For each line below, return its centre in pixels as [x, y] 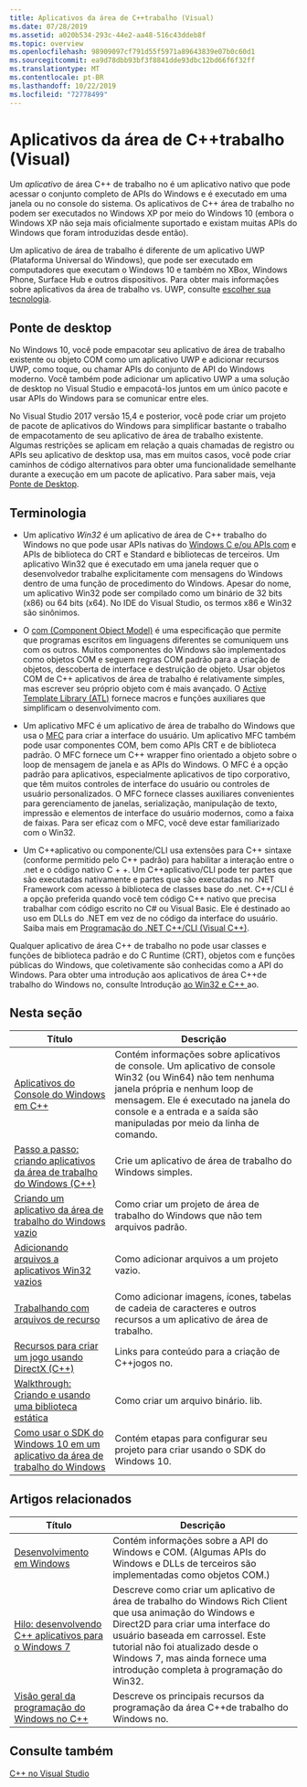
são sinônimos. [51, 612]
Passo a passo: [47, 1149]
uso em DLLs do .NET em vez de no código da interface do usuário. [150, 919]
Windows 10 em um [57, 1443]
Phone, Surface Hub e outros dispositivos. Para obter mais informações [144, 280]
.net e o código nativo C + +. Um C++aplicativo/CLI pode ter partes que [157, 870]
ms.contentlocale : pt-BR [57, 78]
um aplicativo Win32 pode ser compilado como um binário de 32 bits [153, 593]
